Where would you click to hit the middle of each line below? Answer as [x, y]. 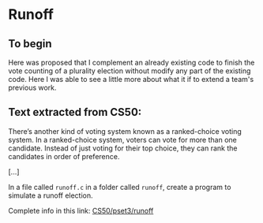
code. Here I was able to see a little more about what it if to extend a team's [131, 79]
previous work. [32, 87]
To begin [30, 44]
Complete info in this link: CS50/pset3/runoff [81, 210]
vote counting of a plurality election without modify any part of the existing [130, 71]
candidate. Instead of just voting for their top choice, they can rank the [123, 148]
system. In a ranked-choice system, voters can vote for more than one [122, 139]
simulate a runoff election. [51, 195]
